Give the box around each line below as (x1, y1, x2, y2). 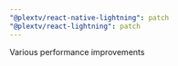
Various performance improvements (9, 46, 145, 57)
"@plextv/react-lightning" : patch (9, 22, 141, 31)
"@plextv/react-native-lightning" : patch (9, 13, 170, 23)
